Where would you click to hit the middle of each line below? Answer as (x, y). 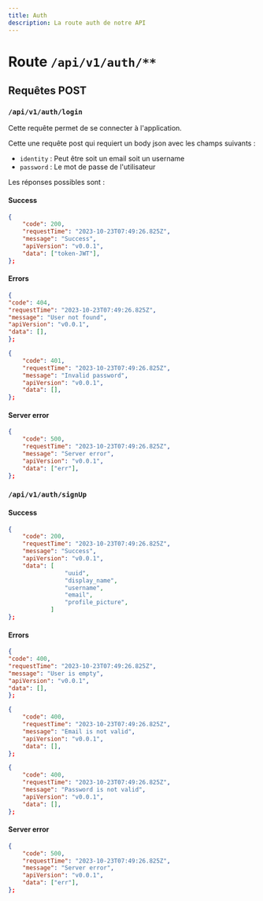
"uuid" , (77, 573)
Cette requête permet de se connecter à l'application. (95, 128)
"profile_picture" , (96, 603)
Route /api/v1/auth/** (82, 62)
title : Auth (28, 15)
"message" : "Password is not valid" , (84, 790)
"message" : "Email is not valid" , (79, 731)
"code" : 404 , (30, 303)
